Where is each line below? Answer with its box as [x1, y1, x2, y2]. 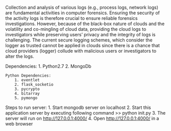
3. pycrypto [14, 86, 40, 92]
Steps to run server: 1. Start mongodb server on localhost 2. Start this [5, 104, 152, 111]
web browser [5, 121, 33, 127]
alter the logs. [5, 53, 35, 59]
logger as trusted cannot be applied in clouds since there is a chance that [5, 42, 160, 48]
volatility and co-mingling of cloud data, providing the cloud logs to [5, 26, 146, 32]
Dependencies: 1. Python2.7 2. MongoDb [5, 63, 92, 69]
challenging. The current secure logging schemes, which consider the [5, 37, 153, 43]
